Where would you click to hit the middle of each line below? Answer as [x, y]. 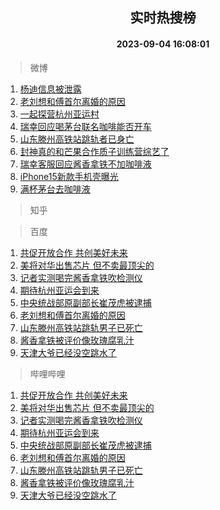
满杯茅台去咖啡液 [55, 189]
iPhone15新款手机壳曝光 [69, 176]
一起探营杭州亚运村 [59, 114]
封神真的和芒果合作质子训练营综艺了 [94, 151]
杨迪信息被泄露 [50, 89]
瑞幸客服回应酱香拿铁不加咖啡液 [85, 164]
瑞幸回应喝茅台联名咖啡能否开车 [85, 126]
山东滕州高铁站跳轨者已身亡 [77, 139]
